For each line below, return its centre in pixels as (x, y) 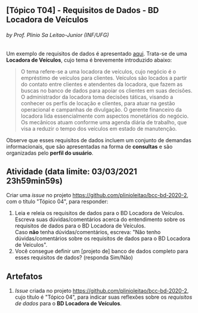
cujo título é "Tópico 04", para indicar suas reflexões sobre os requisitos (103, 297)
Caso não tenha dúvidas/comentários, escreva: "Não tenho (88, 232)
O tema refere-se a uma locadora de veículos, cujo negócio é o (98, 71)
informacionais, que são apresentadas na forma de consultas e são (89, 146)
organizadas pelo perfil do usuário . (50, 153)
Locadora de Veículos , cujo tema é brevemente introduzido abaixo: (89, 60)
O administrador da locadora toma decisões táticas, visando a (97, 97)
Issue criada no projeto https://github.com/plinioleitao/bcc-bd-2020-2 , (102, 291)
